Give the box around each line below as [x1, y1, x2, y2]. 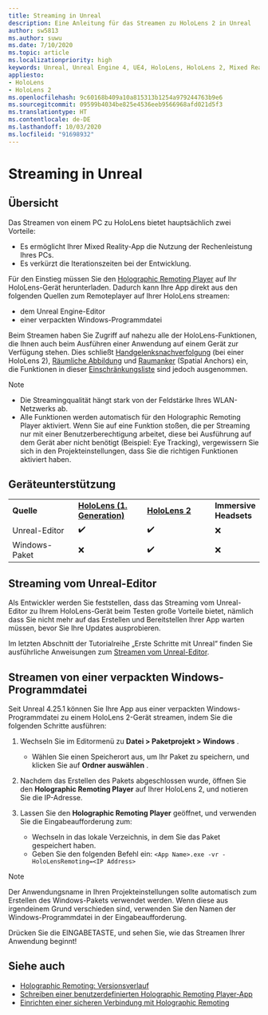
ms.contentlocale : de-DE [8, 116, 91, 124]
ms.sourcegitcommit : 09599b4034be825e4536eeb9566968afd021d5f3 [8, 101, 223, 109]
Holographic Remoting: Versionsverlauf [19, 981, 149, 990]
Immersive [215, 500, 256, 511]
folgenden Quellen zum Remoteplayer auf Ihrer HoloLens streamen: [8, 290, 230, 300]
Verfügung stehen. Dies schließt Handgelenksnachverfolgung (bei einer [8, 347, 244, 357]
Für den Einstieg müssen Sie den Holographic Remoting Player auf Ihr [8, 274, 237, 283]
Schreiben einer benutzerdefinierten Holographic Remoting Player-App [19, 989, 253, 998]
